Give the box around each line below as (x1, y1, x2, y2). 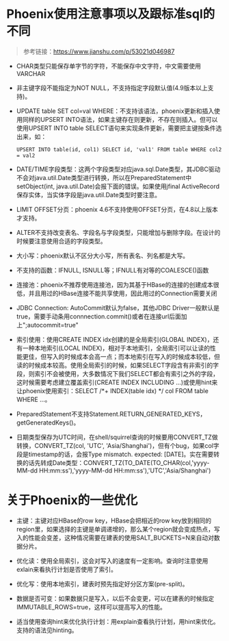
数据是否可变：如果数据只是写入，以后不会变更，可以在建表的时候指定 (16, 594, 215, 603)
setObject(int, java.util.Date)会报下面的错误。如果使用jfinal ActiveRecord (16, 182, 220, 190)
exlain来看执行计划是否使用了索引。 (16, 565, 118, 573)
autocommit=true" (27, 320, 79, 329)
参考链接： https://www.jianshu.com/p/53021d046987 (23, 47, 175, 55)
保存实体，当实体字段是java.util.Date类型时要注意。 (16, 190, 161, 199)
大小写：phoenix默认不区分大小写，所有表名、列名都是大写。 (16, 251, 189, 260)
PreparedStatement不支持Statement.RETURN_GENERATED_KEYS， (16, 410, 206, 418)
